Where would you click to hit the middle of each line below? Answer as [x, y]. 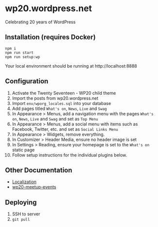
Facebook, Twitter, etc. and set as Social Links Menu [65, 129]
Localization [24, 182]
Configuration [27, 81]
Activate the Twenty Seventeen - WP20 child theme [64, 93]
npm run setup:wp [23, 57]
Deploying [21, 202]
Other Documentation [39, 170]
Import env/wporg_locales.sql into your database [61, 103]
